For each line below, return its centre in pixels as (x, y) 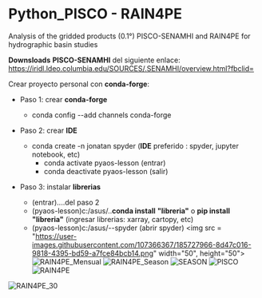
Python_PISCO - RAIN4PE (95, 14)
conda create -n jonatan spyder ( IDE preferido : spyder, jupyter (135, 145)
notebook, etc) (56, 154)
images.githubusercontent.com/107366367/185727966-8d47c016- (141, 244)
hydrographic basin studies (53, 44)
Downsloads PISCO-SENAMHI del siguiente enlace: (95, 60)
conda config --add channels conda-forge (101, 115)
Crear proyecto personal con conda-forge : (79, 84)
